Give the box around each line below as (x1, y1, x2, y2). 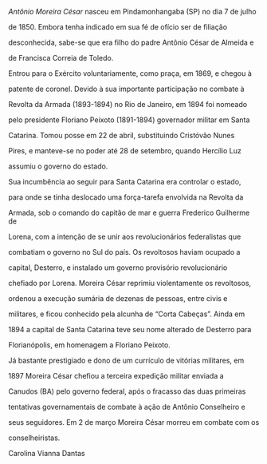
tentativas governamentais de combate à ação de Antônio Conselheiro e (8, 403, 245, 411)
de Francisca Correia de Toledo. (8, 54, 114, 62)
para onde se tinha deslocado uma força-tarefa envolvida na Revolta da (8, 192, 244, 202)
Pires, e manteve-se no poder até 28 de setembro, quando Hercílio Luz (8, 146, 241, 155)
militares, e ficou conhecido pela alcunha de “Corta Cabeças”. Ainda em (8, 309, 245, 319)
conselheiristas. (8, 433, 61, 442)
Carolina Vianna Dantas (8, 449, 85, 458)
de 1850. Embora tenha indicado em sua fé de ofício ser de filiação (8, 22, 228, 31)
